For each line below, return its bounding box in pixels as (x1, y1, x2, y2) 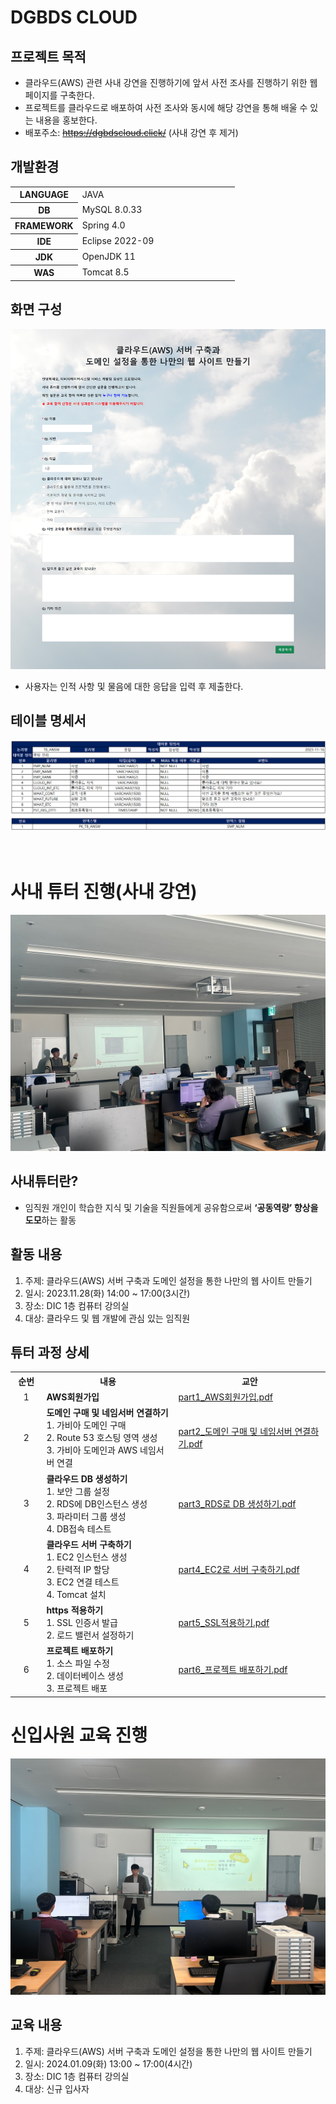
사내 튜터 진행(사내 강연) (10, 881, 198, 903)
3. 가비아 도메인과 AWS (46, 1444, 138, 1456)
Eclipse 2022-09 (81, 235, 155, 247)
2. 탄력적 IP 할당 (46, 1563, 110, 1575)
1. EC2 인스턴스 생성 (46, 1551, 128, 1563)
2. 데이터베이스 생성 (46, 1670, 124, 1682)
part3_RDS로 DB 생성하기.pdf (178, 1497, 297, 1510)
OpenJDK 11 (81, 251, 136, 263)
